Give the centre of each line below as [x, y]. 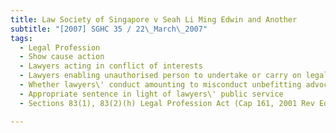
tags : [21, 38]
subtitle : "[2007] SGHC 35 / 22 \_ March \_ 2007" [109, 29]
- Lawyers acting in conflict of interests [111, 66]
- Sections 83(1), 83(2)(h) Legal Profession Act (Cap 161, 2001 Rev [167, 103]
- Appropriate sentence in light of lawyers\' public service [151, 94]
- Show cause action [62, 57]
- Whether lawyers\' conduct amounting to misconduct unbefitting [160, 85]
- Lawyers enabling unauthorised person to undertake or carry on [160, 76]
